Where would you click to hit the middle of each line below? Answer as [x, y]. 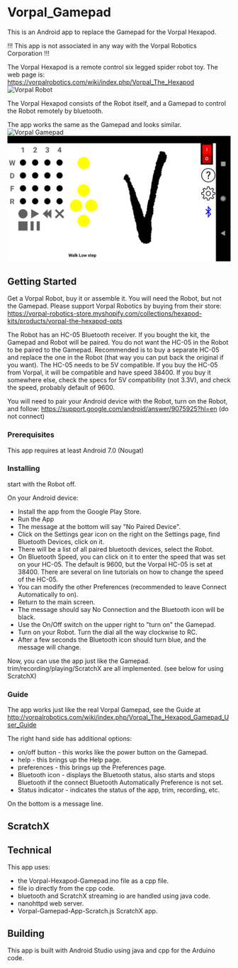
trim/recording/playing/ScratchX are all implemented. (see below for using [116, 668]
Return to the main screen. [56, 602]
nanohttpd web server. [51, 903]
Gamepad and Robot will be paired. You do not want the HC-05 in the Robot [118, 343]
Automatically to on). [48, 594]
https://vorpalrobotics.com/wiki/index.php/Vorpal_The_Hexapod [101, 82]
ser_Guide [22, 725]
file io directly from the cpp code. [66, 889]
